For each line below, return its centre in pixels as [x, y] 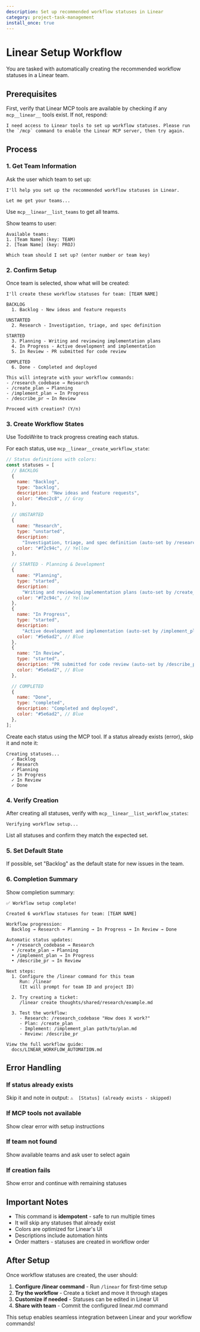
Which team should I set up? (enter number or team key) [78, 255]
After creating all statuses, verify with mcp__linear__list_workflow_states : [97, 813]
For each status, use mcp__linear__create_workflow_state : [78, 449]
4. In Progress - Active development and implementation [84, 346]
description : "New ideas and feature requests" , [78, 493]
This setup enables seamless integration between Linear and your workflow [99, 1317]
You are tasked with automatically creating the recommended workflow [94, 69]
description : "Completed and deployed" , [68, 708]
